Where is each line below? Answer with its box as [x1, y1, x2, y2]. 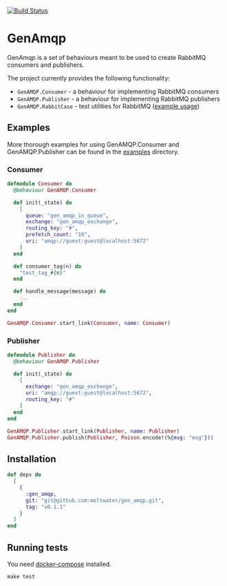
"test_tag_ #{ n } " [19, 269, 67, 276]
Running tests [7, 541, 69, 554]
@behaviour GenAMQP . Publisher [13, 358, 100, 365]
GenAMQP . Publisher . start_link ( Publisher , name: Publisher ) [7, 428, 180, 435]
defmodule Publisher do [7, 351, 76, 358]
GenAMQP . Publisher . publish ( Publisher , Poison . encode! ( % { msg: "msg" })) [7, 434, 214, 441]
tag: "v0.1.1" [25, 503, 67, 510]
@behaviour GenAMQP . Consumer [13, 187, 97, 193]
